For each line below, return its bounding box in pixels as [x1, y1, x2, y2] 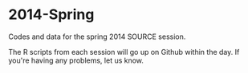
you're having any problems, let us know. [8, 56, 144, 65]
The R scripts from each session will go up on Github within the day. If [8, 47, 240, 56]
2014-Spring [8, 6, 95, 24]
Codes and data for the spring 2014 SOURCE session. [8, 32, 186, 41]
